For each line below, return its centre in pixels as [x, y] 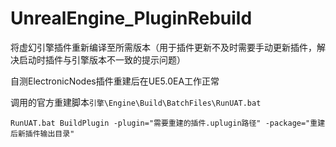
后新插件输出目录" [42, 133]
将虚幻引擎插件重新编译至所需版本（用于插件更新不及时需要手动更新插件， [163, 47]
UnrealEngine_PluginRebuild [131, 18]
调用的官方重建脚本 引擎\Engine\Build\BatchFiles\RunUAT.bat [136, 102]
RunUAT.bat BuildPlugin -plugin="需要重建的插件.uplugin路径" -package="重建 [168, 123]
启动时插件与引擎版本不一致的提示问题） [102, 59]
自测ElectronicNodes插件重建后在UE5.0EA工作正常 [115, 81]
